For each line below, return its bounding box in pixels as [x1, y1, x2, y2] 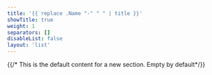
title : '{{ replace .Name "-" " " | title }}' [7, 10, 143, 17]
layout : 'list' [7, 42, 51, 48]
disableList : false [7, 35, 63, 42]
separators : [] [7, 29, 51, 36]
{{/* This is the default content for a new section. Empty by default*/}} [7, 61, 206, 68]
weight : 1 [7, 22, 36, 29]
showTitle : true [7, 16, 54, 23]
